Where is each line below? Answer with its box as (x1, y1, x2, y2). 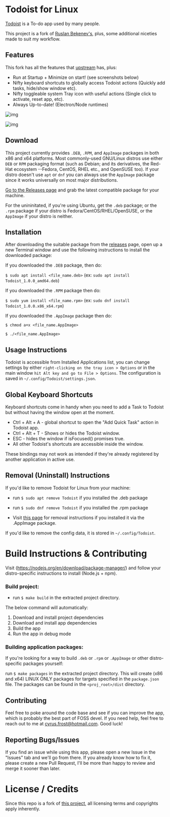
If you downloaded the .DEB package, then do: (5, 262, 102, 268)
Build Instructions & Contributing (5, 548, 147, 559)
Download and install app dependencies (12, 620, 97, 626)
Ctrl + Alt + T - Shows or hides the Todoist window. (12, 430, 121, 436)
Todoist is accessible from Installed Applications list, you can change (5, 359, 150, 365)
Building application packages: (5, 643, 84, 651)
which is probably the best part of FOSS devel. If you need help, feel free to (5, 715, 164, 721)
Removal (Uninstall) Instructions (5, 471, 110, 480)
